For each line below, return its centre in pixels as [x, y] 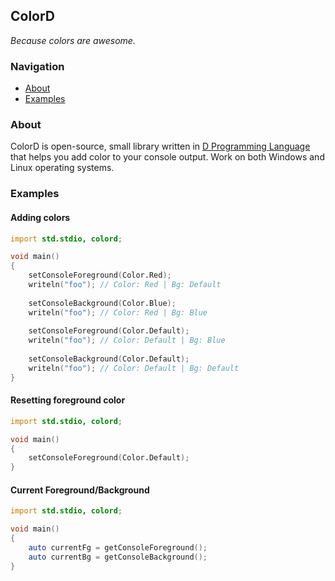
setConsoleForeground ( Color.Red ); [100, 275]
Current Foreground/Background [80, 490]
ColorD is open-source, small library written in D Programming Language [160, 146]
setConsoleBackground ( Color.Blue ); [102, 303]
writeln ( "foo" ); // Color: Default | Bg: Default [134, 368]
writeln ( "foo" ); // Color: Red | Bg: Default [125, 285]
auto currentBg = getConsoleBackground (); [118, 557]
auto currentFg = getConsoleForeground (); [118, 548]
